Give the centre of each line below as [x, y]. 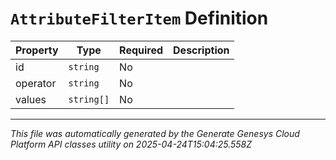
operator [36, 83]
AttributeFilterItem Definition [139, 18]
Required [141, 50]
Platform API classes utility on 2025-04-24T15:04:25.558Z [131, 144]
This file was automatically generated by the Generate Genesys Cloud [155, 133]
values [31, 99]
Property [37, 50]
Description [201, 50]
